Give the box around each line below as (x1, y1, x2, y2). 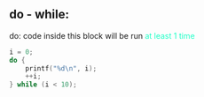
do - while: (9, 7, 69, 22)
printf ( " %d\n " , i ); (25, 63, 98, 73)
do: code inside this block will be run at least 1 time (9, 30, 195, 41)
